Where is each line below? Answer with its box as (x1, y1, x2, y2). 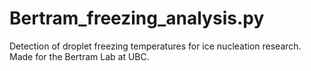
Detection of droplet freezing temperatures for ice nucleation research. (9, 40, 302, 52)
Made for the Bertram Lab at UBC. (9, 50, 150, 62)
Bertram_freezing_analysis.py (9, 7, 265, 30)
